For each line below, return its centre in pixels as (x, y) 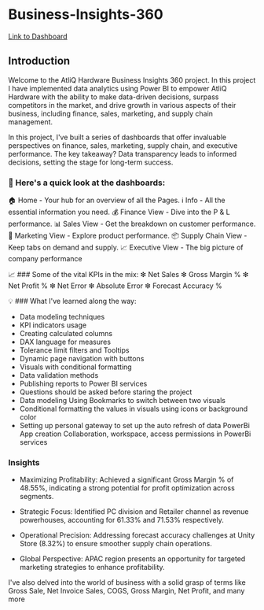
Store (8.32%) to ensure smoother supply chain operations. (115, 544)
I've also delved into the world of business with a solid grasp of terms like (127, 582)
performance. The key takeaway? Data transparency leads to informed (123, 153)
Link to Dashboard (38, 36)
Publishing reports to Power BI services (83, 384)
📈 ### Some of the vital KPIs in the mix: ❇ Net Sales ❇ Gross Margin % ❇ (128, 275)
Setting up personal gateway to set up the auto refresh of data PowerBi (134, 426)
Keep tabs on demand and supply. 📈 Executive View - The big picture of (126, 248)
